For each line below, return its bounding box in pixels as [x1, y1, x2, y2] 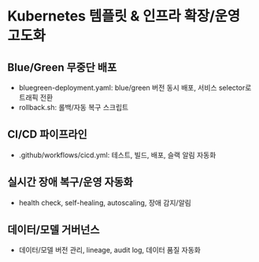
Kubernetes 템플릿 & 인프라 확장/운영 [7, 7, 241, 25]
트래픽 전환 [18, 93, 54, 102]
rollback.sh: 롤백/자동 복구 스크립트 [18, 103, 129, 112]
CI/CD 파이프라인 [7, 127, 87, 142]
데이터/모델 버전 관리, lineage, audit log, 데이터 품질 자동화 [18, 245, 202, 255]
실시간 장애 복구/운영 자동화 [7, 175, 133, 189]
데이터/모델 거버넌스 [7, 223, 100, 237]
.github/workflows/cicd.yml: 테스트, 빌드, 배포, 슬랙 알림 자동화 [18, 150, 216, 160]
